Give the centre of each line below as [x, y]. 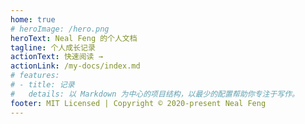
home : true [33, 19]
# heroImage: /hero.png [60, 29]
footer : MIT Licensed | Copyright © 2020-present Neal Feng [138, 103]
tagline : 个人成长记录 [53, 47]
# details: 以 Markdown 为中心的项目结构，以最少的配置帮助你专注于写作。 [155, 94]
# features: [35, 76]
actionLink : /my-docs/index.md [75, 66]
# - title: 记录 [42, 85]
